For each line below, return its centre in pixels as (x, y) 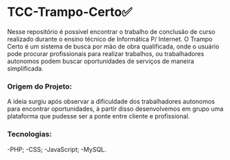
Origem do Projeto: (40, 86)
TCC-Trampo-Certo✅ (70, 12)
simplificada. (25, 68)
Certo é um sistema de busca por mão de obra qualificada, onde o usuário (113, 46)
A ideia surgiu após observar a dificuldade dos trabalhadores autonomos (111, 102)
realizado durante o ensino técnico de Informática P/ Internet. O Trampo (110, 39)
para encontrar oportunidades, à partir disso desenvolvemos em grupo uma (115, 109)
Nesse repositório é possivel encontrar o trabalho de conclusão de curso (112, 31)
